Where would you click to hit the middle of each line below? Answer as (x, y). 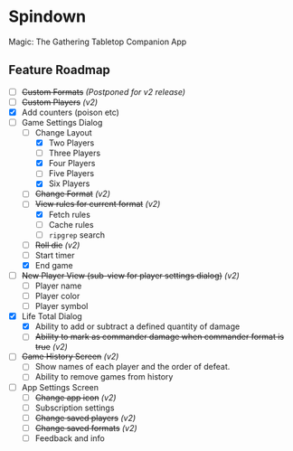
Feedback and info (70, 438)
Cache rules (71, 224)
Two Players (71, 143)
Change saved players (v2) (85, 418)
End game (54, 265)
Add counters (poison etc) (70, 112)
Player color (57, 296)
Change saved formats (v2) (86, 428)
